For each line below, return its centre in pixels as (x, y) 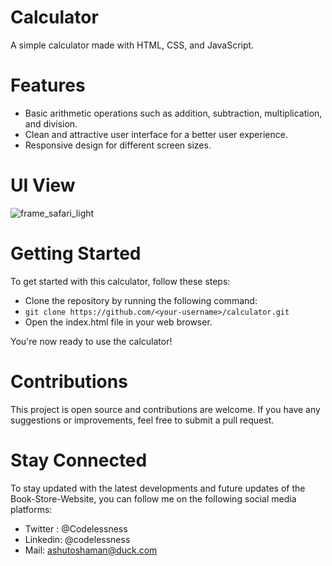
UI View (43, 185)
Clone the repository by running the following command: (141, 300)
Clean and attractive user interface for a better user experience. (156, 134)
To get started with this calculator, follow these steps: (120, 281)
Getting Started (76, 253)
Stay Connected (79, 460)
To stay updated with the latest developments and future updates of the (158, 488)
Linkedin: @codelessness (77, 539)
